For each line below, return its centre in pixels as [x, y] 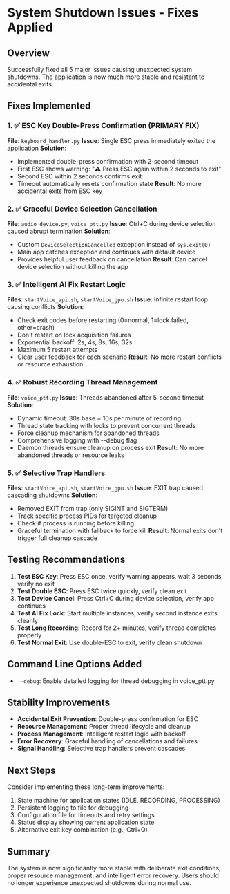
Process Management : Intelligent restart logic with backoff [102, 734]
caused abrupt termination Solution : [59, 231]
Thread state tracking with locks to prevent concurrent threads [106, 425]
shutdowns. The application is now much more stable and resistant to [106, 77]
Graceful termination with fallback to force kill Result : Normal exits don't [120, 530]
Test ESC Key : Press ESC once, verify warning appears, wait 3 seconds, [120, 576]
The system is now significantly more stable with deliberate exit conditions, [114, 868]
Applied [30, 27]
